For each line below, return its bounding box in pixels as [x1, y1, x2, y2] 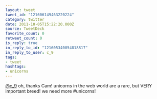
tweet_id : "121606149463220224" [5, 12, 74, 17]
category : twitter [5, 17, 44, 22]
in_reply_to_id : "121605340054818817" [5, 45, 88, 50]
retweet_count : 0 [5, 36, 42, 41]
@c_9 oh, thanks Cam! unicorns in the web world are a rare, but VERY [5, 83, 152, 89]
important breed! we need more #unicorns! [5, 88, 96, 94]
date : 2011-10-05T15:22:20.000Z [5, 21, 74, 27]
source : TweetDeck [5, 26, 44, 31]
